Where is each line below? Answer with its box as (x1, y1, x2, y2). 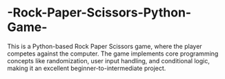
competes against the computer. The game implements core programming (7, 49, 219, 58)
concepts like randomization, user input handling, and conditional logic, (7, 56, 211, 65)
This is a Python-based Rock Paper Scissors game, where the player (7, 42, 202, 50)
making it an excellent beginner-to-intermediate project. (7, 64, 166, 72)
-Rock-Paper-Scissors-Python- (7, 5, 192, 21)
